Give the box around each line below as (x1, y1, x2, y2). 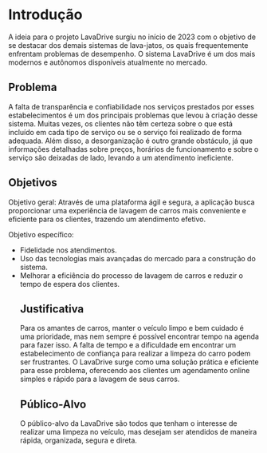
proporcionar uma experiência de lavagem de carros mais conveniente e (8, 205, 247, 215)
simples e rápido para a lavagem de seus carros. (19, 374, 180, 384)
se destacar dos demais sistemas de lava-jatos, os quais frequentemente (8, 40, 249, 50)
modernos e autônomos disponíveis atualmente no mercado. (8, 58, 208, 67)
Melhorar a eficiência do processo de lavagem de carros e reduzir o (19, 270, 243, 280)
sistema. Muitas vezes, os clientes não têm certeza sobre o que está (8, 118, 234, 129)
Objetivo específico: (8, 229, 74, 239)
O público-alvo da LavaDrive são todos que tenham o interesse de (19, 419, 238, 428)
